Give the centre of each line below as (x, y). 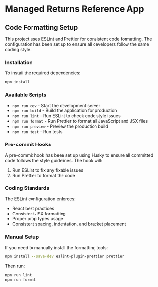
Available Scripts (26, 95)
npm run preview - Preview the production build (60, 126)
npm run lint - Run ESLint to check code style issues (66, 116)
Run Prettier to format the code (44, 175)
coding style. (18, 50)
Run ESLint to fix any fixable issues (48, 170)
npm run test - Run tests (37, 132)
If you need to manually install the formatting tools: (57, 248)
